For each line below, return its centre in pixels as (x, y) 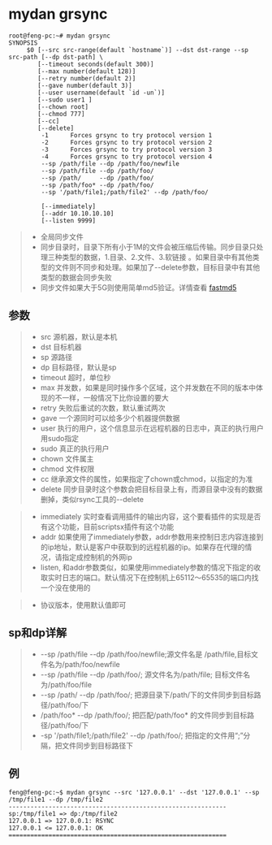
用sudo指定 (60, 438)
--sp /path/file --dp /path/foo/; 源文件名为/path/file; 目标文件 (142, 674)
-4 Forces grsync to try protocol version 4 (127, 156)
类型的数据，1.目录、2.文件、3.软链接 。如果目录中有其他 (158, 257)
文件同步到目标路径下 (98, 745)
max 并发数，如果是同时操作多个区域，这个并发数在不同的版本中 (148, 388)
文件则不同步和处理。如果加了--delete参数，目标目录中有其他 (158, 267)
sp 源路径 (56, 357)
